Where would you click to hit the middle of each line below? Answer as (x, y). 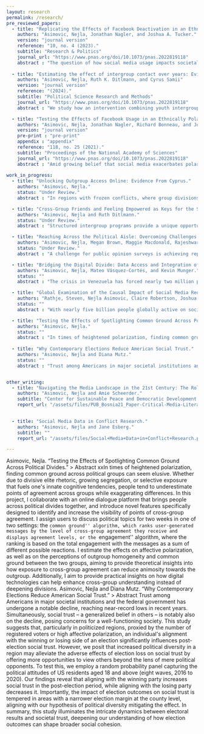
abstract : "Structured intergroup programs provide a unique (97, 226)
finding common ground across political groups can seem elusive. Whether (100, 474)
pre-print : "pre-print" (49, 136)
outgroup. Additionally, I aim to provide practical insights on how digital (95, 576)
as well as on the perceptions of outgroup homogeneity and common (93, 557)
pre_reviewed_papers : (34, 23)
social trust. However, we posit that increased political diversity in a (112, 647)
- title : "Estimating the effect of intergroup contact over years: (100, 74)
